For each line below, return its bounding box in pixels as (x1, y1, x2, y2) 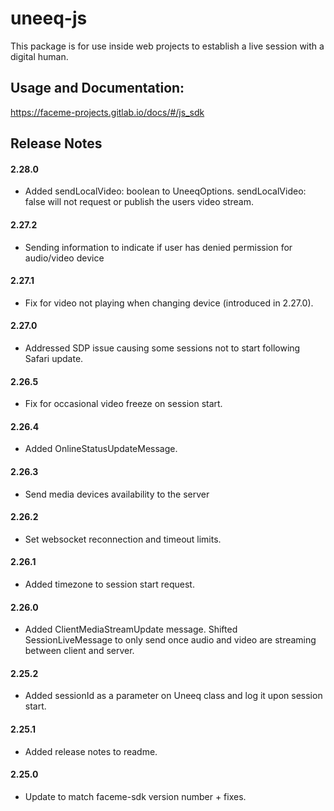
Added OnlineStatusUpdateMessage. (24, 443, 178, 455)
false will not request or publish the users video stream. (24, 196, 254, 208)
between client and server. (24, 645, 135, 657)
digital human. (10, 50, 69, 62)
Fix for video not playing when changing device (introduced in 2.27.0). (24, 297, 314, 309)
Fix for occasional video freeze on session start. (24, 398, 223, 410)
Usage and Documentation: (10, 80, 185, 97)
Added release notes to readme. (24, 745, 158, 757)
